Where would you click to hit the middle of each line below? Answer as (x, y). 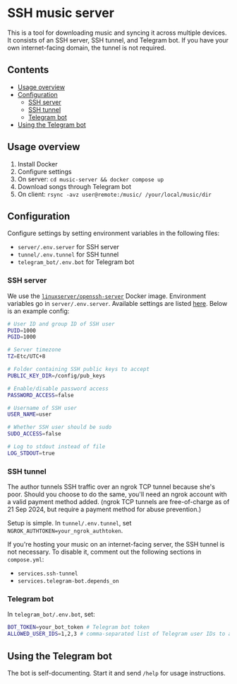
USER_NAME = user (30, 415)
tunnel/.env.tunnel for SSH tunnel (68, 255)
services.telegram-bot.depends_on (68, 581)
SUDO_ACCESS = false (34, 434)
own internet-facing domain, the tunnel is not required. (87, 47)
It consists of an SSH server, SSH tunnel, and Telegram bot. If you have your (118, 40)
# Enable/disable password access (58, 388)
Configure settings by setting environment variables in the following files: (114, 233)
